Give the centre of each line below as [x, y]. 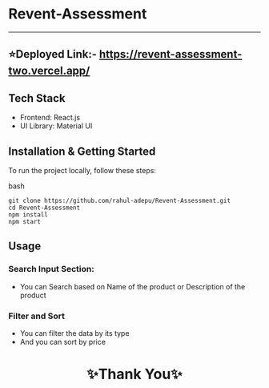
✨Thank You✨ [134, 374]
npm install [28, 214]
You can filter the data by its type [74, 333]
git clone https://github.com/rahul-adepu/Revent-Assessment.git [119, 200]
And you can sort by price [63, 342]
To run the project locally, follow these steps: [82, 170]
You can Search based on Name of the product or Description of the [132, 286]
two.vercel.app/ [49, 71]
